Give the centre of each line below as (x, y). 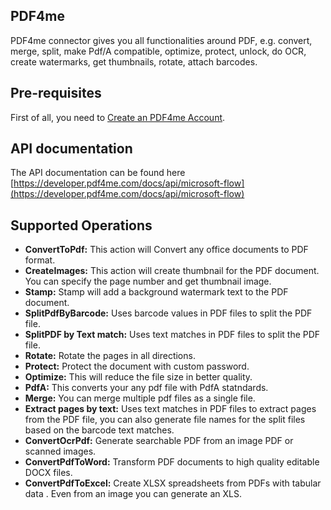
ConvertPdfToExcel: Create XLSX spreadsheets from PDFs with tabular (173, 483)
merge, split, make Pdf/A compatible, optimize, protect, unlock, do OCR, (158, 51)
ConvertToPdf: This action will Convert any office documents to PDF (166, 250)
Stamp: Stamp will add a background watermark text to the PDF (156, 292)
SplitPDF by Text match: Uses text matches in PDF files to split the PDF (172, 335)
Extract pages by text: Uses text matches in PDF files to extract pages (170, 409)
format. (40, 260)
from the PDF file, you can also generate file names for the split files (165, 420)
